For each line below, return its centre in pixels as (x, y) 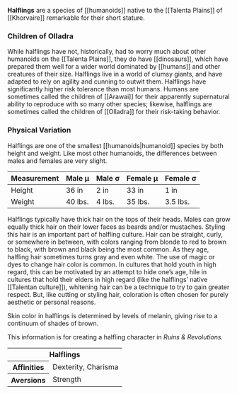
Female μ (142, 178)
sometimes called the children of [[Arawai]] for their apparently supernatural (118, 97)
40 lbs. (77, 201)
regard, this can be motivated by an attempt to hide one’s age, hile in (107, 271)
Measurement (35, 178)
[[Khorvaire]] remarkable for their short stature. (76, 18)
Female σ (181, 178)
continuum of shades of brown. (53, 323)
